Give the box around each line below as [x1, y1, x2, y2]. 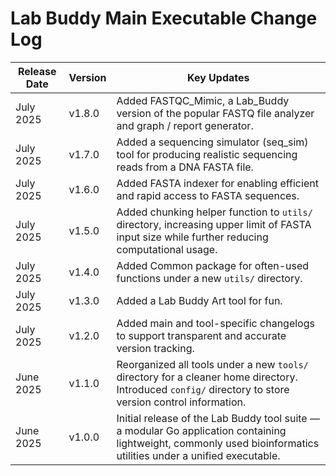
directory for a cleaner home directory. [116, 370, 298, 384]
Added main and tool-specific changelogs [116, 316, 315, 330]
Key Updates [187, 70, 250, 84]
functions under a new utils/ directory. [116, 271, 303, 285]
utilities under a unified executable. [116, 448, 281, 462]
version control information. [116, 395, 247, 409]
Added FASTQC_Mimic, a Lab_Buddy [116, 93, 290, 107]
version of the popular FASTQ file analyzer [116, 106, 315, 120]
